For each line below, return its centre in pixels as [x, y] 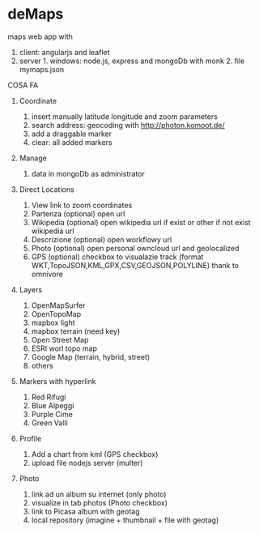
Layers [30, 289]
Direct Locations [47, 189]
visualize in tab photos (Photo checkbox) [99, 502]
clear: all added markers [72, 142]
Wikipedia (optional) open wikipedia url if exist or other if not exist [141, 222]
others [42, 365]
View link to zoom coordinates [82, 205]
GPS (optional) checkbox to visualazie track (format [117, 257]
